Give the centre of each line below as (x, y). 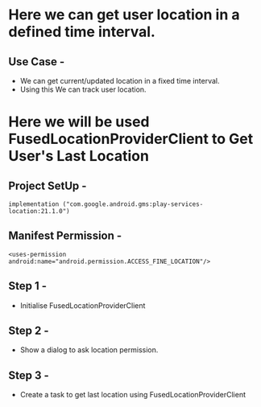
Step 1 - (27, 286)
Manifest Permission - (65, 236)
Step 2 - (29, 331)
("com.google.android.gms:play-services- (133, 204)
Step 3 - (29, 375)
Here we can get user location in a (124, 15)
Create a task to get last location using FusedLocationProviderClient (133, 395)
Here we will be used (79, 122)
